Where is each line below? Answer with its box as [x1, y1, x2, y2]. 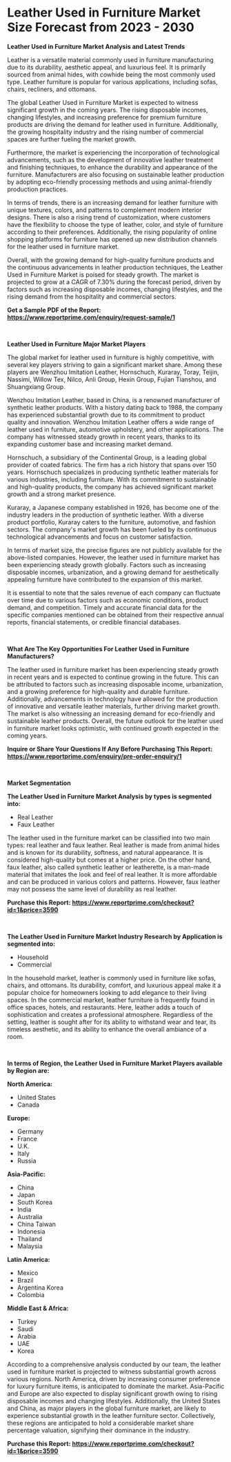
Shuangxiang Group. [7, 382, 66, 391]
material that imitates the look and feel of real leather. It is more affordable [7, 870, 217, 878]
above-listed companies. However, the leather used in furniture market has [7, 553, 220, 562]
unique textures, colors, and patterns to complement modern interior [7, 206, 202, 214]
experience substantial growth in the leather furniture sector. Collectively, [7, 1411, 216, 1419]
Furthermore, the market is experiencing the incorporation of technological [7, 148, 220, 157]
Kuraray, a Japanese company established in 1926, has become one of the [7, 503, 219, 511]
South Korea [17, 1198, 53, 1206]
